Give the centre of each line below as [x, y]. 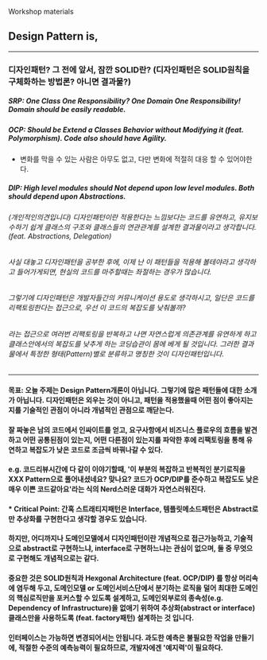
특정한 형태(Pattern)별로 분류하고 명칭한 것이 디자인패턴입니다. [126, 354]
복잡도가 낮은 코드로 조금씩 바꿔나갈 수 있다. [96, 449]
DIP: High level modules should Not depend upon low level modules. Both [132, 188]
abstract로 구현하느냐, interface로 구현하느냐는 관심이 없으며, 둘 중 [127, 549]
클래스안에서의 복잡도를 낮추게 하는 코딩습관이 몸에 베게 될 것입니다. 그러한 [124, 344]
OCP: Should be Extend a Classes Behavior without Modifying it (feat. [126, 130]
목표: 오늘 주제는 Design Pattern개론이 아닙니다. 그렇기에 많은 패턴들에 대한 [126, 390]
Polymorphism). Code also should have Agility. [87, 138]
